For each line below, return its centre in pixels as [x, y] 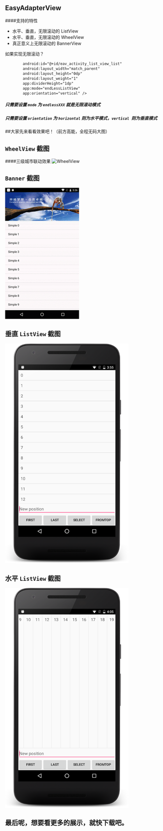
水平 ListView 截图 [33, 578]
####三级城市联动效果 [28, 161]
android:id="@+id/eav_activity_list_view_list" [72, 64]
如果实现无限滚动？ [25, 54]
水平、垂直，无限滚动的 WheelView [48, 37]
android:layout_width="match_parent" [61, 68]
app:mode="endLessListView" [51, 88]
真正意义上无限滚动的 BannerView [47, 43]
